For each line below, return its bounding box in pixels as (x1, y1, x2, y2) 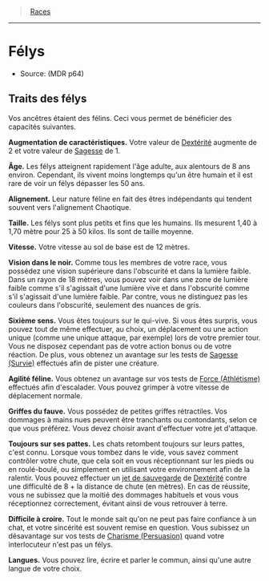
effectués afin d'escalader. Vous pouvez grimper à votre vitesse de (8, 382, 230, 392)
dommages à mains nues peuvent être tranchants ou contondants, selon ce (8, 414, 258, 424)
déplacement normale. (8, 390, 82, 400)
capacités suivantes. (8, 122, 76, 131)
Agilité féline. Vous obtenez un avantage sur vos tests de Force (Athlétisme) (8, 373, 261, 383)
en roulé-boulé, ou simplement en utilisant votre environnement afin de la (8, 464, 251, 474)
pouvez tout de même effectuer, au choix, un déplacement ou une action (8, 324, 248, 333)
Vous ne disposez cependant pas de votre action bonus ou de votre (8, 341, 232, 351)
